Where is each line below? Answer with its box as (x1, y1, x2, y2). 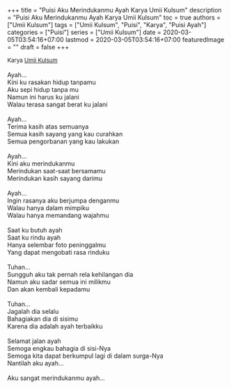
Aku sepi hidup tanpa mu (7, 86, 79, 93)
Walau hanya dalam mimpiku (7, 204, 89, 212)
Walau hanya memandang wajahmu (7, 212, 109, 219)
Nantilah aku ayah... (7, 359, 64, 367)
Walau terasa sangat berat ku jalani (7, 100, 108, 109)
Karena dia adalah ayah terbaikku (7, 322, 103, 330)
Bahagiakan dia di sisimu (7, 315, 79, 323)
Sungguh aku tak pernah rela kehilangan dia (7, 271, 134, 278)
